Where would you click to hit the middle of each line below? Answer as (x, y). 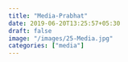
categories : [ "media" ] (46, 46)
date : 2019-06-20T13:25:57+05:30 (64, 23)
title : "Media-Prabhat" (48, 16)
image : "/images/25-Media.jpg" (61, 38)
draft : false (30, 31)
